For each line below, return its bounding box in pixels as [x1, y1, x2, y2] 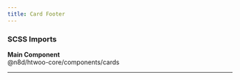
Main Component [7, 50, 61, 59]
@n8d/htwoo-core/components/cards [7, 58, 120, 66]
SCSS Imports [7, 34, 57, 44]
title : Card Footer [7, 10, 66, 18]
